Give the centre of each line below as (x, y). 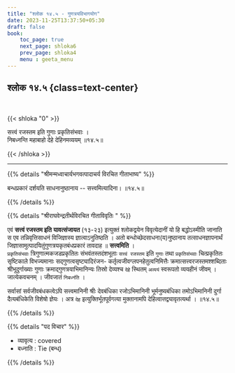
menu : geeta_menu (47, 60)
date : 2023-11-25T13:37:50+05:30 (56, 20)
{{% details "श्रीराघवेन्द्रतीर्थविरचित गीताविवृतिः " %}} (69, 215)
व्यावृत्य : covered (39, 340)
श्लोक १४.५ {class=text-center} (73, 88)
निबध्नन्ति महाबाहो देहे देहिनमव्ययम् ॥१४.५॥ (55, 140)
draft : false (26, 27)
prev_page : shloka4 (48, 53)
